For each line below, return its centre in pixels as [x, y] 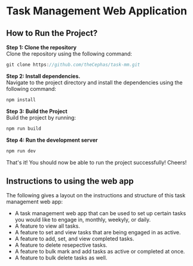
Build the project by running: [41, 117]
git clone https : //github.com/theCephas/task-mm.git [73, 65]
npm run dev [21, 151]
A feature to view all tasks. [48, 226]
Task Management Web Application [96, 11]
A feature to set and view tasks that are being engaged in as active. [98, 233]
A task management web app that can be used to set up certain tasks [100, 213]
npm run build [24, 129]
